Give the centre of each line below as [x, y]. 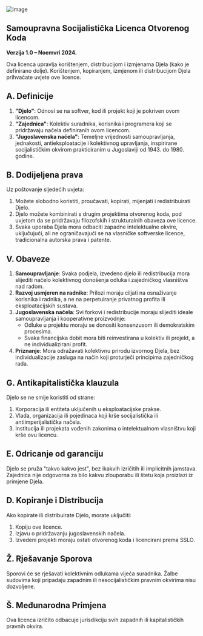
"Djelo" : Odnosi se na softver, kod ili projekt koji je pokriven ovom [97, 111]
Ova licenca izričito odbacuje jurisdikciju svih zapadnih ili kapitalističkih [95, 620]
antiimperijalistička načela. [48, 422]
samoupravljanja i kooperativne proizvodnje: [70, 319]
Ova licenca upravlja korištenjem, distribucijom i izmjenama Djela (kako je [98, 64]
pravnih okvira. [25, 626]
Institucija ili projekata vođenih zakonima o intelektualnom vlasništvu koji [105, 429]
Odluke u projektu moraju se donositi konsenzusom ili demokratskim [109, 325]
